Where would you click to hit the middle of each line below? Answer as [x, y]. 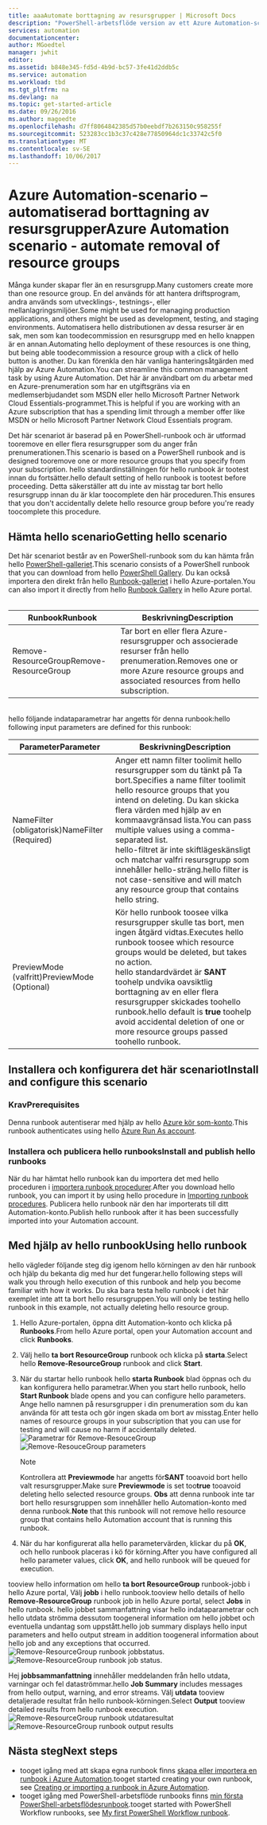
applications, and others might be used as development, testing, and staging [133, 319]
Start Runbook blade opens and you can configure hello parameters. [133, 1396]
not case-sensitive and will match [178, 879]
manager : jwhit [33, 52]
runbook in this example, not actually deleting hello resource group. [119, 1307]
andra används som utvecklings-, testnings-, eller [89, 302]
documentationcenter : [44, 38]
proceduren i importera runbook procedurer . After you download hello [122, 1186]
